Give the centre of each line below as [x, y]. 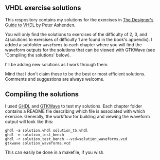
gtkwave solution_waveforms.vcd [38, 143]
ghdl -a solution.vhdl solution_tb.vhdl [47, 130]
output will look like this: [29, 122]
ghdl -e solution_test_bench [35, 135]
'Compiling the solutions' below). [38, 55]
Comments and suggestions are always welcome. [55, 79]
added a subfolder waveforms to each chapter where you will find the [73, 44]
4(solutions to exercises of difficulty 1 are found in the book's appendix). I [79, 39]
